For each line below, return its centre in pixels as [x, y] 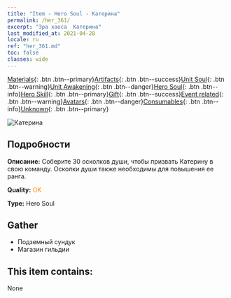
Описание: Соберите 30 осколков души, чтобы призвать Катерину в [110, 161]
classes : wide [28, 59]
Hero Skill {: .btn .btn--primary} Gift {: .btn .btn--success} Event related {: [122, 94]
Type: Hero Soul [31, 203]
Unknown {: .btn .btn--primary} [65, 108]
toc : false [23, 53]
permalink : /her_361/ [39, 20]
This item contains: [50, 271]
